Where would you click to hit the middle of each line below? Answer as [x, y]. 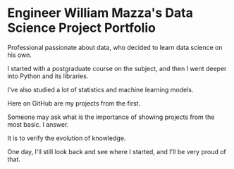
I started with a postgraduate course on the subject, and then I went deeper [117, 68]
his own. [19, 55]
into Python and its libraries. [48, 76]
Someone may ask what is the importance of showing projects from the [111, 117]
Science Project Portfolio [82, 28]
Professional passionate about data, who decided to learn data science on [115, 47]
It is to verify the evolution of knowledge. [67, 138]
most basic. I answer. [38, 124]
